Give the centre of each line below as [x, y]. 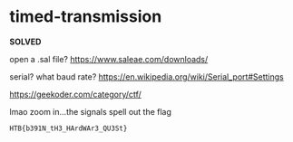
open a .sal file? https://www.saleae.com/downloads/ [109, 59]
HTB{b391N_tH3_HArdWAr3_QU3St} [68, 128]
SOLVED [25, 42]
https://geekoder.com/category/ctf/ [76, 94]
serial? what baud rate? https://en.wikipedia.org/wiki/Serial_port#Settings [146, 76]
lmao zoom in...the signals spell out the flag [91, 111]
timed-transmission [86, 17]
